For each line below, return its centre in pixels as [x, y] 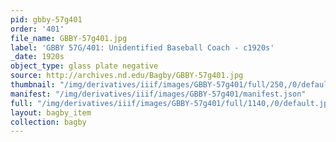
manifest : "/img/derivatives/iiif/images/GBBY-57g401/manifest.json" [158, 94]
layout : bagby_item [51, 112]
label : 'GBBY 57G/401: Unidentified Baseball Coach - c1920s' [142, 47]
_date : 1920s [37, 57]
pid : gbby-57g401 [46, 19]
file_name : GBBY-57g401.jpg [69, 38]
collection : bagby [48, 122]
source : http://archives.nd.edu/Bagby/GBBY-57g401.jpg [127, 76]
